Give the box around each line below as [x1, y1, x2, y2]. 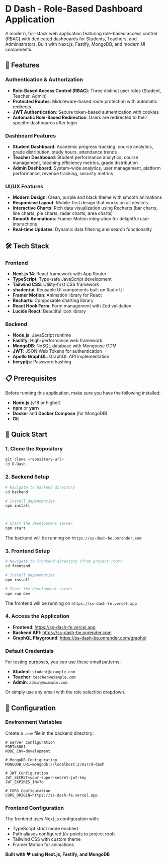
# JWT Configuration [5, 770, 49, 775]
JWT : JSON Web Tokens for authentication [12, 348, 102, 354]
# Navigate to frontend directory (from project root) [5, 559, 123, 564]
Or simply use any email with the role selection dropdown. [5, 689, 126, 695]
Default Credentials [5, 647, 54, 654]
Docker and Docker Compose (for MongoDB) [12, 411, 108, 417]
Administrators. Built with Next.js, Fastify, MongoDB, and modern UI [5, 41, 146, 47]
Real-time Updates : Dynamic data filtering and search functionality [12, 226, 152, 232]
